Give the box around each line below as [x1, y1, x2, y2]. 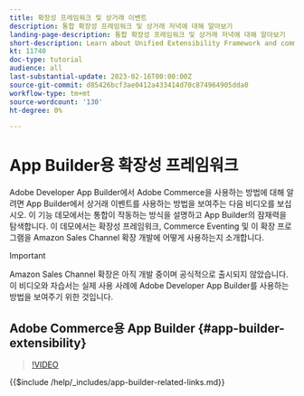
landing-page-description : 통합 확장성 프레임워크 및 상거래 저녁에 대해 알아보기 [9, 30, 286, 39]
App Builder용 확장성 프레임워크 [9, 156, 239, 176]
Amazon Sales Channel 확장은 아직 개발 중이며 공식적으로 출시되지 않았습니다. [9, 269, 289, 280]
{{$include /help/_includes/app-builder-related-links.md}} [9, 377, 225, 387]
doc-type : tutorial [9, 55, 83, 64]
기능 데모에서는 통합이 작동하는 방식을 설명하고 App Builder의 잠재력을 [37, 210, 287, 221]
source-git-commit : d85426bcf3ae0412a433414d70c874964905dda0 [9, 80, 249, 90]
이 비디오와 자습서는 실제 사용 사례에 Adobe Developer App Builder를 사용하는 [9, 280, 290, 291]
